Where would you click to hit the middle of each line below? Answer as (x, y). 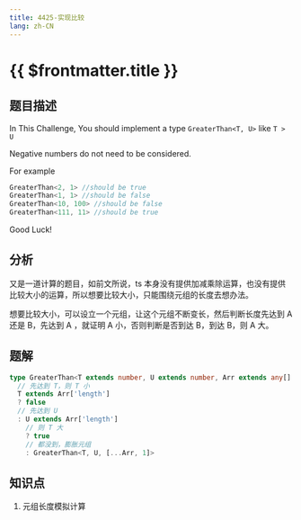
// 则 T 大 (44, 427)
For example (32, 171)
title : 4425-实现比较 (47, 18)
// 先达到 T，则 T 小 (53, 386)
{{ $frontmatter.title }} (94, 71)
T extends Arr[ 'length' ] (64, 394)
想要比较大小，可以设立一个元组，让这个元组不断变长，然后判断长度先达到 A (151, 314)
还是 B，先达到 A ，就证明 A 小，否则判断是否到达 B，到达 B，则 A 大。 (142, 325)
